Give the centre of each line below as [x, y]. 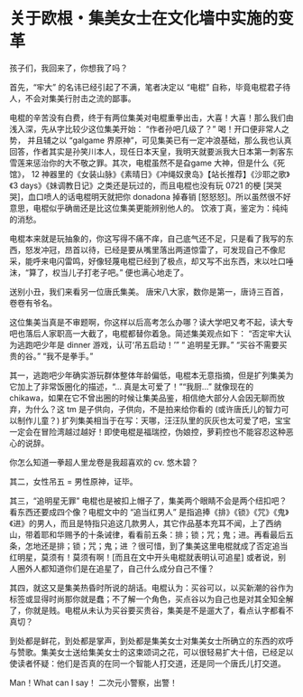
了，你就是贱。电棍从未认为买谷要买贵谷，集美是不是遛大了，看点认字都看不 [151, 610]
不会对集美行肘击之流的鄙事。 [80, 98]
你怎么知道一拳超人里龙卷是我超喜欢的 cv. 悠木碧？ [104, 462]
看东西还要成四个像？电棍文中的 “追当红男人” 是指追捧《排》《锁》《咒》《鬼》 [149, 512]
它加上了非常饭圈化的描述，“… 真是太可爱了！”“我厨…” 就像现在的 [132, 386]
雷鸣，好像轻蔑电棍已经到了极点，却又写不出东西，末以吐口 [175, 261]
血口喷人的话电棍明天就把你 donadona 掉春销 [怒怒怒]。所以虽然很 [152, 196]
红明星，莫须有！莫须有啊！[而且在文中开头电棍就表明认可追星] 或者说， [144, 557]
